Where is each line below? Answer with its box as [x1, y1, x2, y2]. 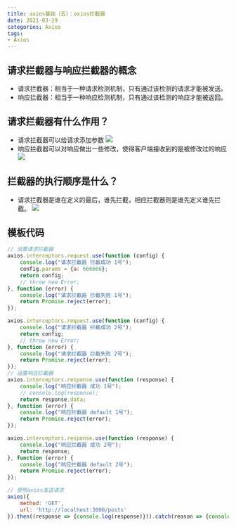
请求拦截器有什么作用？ [7, 115, 109, 127]
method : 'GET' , [20, 500, 65, 507]
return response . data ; [20, 395, 86, 403]
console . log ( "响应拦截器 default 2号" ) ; [20, 461, 133, 468]
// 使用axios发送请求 [7, 487, 65, 494]
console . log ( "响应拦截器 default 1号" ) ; [20, 409, 133, 416]
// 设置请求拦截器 [7, 246, 54, 253]
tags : [7, 30, 23, 37]
